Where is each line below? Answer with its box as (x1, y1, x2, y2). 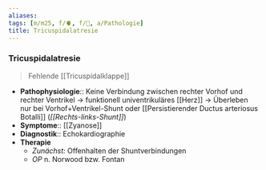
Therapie (19, 137, 51, 147)
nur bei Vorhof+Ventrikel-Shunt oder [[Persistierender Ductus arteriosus (19, 103, 259, 113)
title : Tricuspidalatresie (8, 26, 99, 34)
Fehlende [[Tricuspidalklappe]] (27, 71, 130, 81)
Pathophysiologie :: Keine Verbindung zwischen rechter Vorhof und (19, 86, 243, 96)
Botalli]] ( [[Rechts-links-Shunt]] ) (19, 112, 127, 121)
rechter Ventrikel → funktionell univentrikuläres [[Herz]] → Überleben (19, 95, 248, 105)
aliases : (8, 11, 38, 20)
